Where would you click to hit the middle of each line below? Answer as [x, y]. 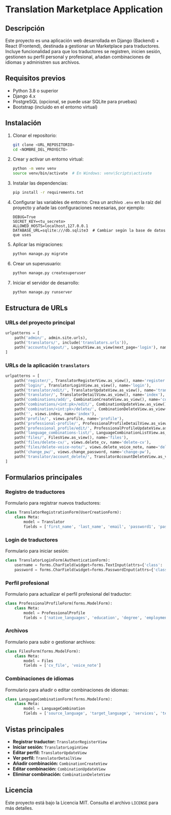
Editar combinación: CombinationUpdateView [59, 768]
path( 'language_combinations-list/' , [54, 433]
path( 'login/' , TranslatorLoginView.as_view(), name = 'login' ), [83, 385]
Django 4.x [24, 96]
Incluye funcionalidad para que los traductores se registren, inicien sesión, [83, 51]
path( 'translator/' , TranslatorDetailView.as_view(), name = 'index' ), [90, 395]
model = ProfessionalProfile [54, 613]
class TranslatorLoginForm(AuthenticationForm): [58, 560]
